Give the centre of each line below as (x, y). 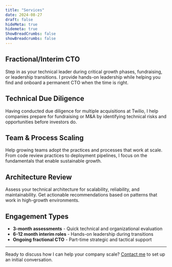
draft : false (19, 19)
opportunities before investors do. (41, 122)
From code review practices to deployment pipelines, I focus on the (76, 155)
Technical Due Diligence (45, 98)
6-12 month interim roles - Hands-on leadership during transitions (83, 234)
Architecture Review (39, 177)
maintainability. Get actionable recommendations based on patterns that (81, 195)
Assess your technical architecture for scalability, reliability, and (72, 189)
